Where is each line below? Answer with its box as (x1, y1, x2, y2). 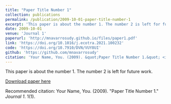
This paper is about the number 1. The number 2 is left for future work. (5, 68, 153, 75)
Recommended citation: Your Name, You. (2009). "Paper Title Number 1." (5, 88, 159, 94)
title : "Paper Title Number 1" (5, 7, 72, 13)
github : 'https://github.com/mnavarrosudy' (5, 50, 99, 55)
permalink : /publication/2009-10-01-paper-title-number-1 (5, 17, 131, 22)
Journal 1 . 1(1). (5, 93, 36, 99)
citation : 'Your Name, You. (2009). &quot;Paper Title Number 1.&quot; (5, 54, 160, 60)
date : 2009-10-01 (5, 26, 42, 31)
